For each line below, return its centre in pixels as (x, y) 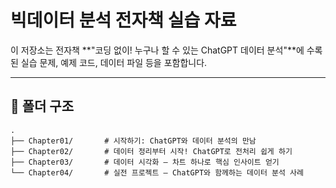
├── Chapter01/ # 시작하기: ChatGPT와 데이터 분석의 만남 (133, 141)
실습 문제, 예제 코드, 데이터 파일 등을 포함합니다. (114, 62)
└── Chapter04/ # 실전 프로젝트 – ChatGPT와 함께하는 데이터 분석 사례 (157, 172)
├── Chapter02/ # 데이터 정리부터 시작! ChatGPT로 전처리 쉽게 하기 (151, 151)
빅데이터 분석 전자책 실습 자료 (123, 20)
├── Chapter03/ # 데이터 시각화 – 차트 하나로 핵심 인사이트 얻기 (145, 162)
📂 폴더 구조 (42, 106)
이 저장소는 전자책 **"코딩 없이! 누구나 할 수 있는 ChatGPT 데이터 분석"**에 (157, 50)
